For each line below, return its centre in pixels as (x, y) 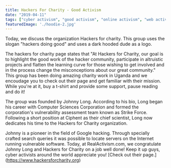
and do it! (15, 92)
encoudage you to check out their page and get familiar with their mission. (83, 81)
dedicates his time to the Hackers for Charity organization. (67, 123)
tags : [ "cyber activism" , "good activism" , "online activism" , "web (79, 19)
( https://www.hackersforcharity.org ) (43, 160)
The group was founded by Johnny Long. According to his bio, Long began (84, 102)
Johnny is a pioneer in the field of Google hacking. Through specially (78, 133)
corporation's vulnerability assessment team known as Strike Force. (76, 113)
